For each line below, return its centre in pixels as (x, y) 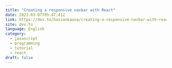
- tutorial (21, 48)
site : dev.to (19, 24)
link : (11, 19)
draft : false (19, 58)
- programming (25, 43)
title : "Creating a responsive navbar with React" (60, 10)
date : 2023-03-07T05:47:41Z (35, 15)
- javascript (24, 39)
